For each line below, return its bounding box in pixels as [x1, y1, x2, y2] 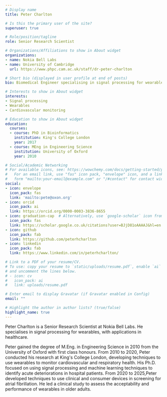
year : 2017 [14, 140, 37, 145]
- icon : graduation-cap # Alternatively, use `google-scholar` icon [5, 213, 153, 219]
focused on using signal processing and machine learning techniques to [5, 365, 153, 371]
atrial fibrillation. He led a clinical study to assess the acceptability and [5, 381, 149, 387]
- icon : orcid [5, 199, 35, 204]
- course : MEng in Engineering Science [9, 144, 92, 149]
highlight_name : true [5, 309, 50, 315]
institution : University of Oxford [14, 149, 88, 154]
